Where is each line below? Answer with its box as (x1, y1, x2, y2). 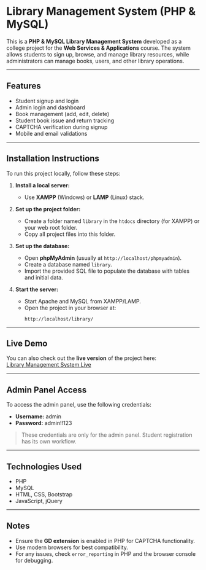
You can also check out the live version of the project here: (6, 354, 157, 362)
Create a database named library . (24, 260, 112, 268)
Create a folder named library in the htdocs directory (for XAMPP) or (24, 217, 200, 225)
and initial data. (24, 273, 63, 281)
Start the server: (15, 286, 59, 293)
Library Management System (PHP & (6, 4, 196, 18)
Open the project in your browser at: (24, 304, 116, 311)
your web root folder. (24, 224, 78, 231)
